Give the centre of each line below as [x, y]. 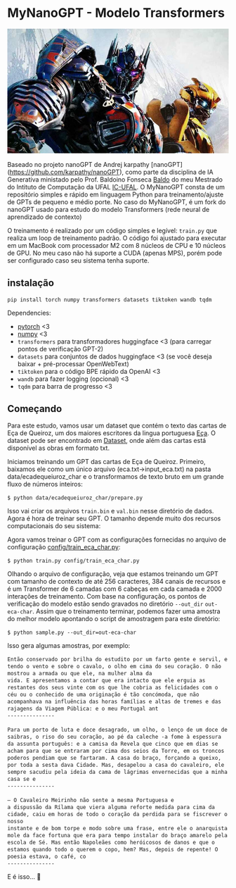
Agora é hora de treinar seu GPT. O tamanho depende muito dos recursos [114, 518]
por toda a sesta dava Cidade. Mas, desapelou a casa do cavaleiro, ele [116, 765]
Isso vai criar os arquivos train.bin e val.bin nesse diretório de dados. [111, 511]
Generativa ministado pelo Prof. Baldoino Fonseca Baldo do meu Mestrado [115, 180]
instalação [31, 283]
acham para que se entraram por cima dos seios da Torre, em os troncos [116, 751]
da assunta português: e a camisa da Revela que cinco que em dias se [113, 744]
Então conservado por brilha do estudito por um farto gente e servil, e [118, 660]
